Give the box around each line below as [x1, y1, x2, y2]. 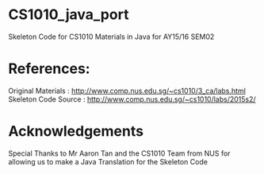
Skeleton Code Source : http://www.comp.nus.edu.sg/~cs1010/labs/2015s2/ [8, 94, 256, 104]
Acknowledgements [8, 122, 144, 141]
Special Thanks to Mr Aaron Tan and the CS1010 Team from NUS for [8, 149, 231, 158]
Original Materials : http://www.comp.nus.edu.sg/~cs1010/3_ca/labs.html [8, 86, 246, 95]
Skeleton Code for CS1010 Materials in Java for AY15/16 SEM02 [8, 32, 215, 41]
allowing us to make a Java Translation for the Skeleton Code [8, 157, 209, 166]
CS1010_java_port [8, 6, 129, 24]
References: [8, 60, 90, 78]
